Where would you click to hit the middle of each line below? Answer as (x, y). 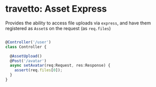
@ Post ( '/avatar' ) (28, 61)
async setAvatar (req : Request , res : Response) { (60, 66)
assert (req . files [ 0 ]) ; (38, 70)
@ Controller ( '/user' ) (28, 42)
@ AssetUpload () (26, 56)
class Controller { (26, 47)
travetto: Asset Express (56, 9)
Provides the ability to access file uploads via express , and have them (78, 23)
